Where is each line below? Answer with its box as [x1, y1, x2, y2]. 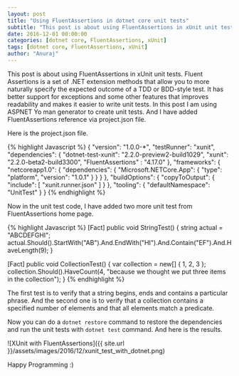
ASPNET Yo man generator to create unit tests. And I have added [7, 108, 198, 116]
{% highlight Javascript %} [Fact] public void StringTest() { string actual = [7, 223, 223, 231]
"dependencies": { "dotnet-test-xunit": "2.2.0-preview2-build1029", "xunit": [7, 150, 229, 159]
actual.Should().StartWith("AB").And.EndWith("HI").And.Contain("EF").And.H [7, 238, 232, 246]
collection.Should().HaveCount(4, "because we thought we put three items [7, 267, 226, 276]
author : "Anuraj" [7, 51, 59, 58]
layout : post [7, 10, 46, 18]
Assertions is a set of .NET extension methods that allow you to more [7, 77, 210, 85]
